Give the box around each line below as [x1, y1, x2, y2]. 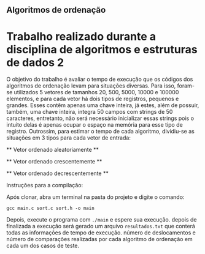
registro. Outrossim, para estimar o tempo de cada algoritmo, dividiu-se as [6, 128, 195, 135]
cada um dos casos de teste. [6, 242, 80, 250]
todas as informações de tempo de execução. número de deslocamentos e [6, 229, 196, 236]
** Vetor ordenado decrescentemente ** [6, 170, 109, 177]
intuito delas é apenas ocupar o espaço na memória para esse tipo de [6, 121, 183, 129]
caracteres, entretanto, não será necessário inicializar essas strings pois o [6, 114, 195, 122]
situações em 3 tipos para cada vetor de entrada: [6, 134, 131, 141]
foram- [177, 82, 195, 89]
